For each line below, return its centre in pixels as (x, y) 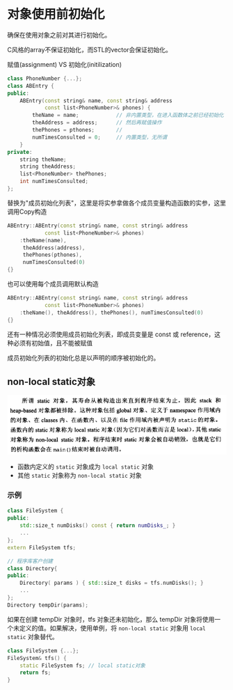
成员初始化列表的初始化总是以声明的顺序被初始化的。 (83, 358)
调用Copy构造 (27, 211)
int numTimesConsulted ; (54, 182)
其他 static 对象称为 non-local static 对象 (80, 476)
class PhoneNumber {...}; (45, 78)
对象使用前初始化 (56, 14)
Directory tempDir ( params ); (48, 605)
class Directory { (32, 568)
